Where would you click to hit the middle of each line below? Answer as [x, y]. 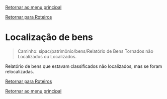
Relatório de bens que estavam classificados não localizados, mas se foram [84, 66]
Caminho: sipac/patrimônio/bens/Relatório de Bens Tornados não [85, 51]
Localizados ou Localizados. [47, 56]
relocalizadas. [20, 71]
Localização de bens [49, 37]
